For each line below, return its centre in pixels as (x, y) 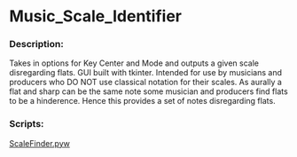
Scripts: (27, 124)
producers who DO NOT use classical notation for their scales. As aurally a (145, 82)
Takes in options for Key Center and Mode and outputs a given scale (134, 63)
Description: (36, 44)
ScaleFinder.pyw (40, 143)
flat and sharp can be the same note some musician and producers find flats (148, 91)
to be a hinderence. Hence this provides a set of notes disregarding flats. (143, 101)
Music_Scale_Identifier (95, 16)
